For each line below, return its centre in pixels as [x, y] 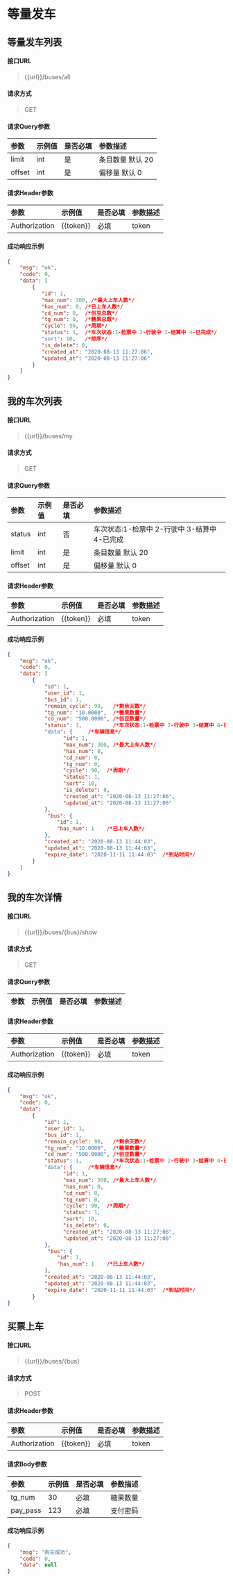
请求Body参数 [27, 1464]
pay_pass [26, 1510]
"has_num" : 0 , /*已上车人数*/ [82, 306]
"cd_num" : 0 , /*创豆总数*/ [80, 313]
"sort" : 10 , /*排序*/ [75, 339]
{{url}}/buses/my [48, 436]
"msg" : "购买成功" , [45, 1552]
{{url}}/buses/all [47, 76]
